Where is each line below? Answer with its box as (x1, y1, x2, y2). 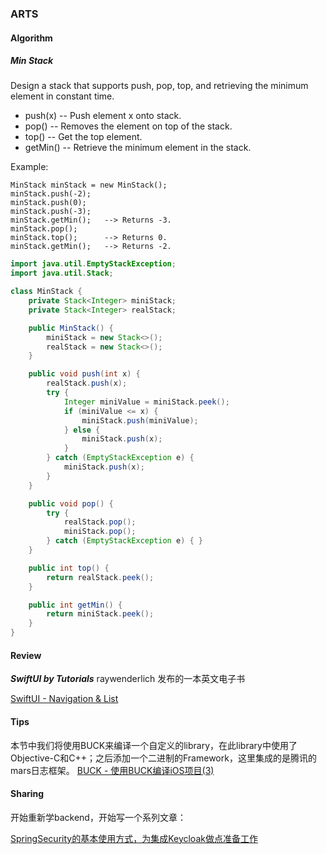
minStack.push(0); (10, 198, 87, 208)
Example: (10, 161, 49, 173)
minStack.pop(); (10, 224, 78, 234)
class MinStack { (10, 287, 83, 297)
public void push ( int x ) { (28, 369, 141, 379)
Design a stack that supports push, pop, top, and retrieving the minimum (10, 80, 309, 92)
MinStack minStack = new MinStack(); (10, 180, 168, 191)
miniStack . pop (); (63, 527, 137, 537)
